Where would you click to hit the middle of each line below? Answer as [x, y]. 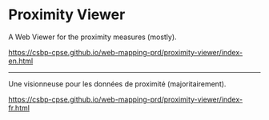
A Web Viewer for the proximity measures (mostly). [93, 37]
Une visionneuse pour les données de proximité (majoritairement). [117, 84]
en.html [21, 61]
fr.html [19, 108]
